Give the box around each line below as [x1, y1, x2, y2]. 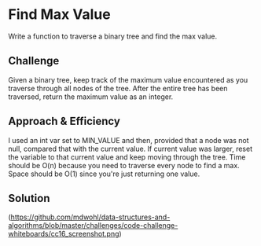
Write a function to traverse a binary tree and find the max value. [8, 31, 218, 41]
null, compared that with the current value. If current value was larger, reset [8, 144, 253, 153]
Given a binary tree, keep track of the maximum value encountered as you [8, 75, 248, 84]
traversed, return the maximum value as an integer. [8, 92, 174, 101]
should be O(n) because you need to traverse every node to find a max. [8, 160, 240, 170]
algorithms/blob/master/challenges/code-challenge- [8, 221, 178, 230]
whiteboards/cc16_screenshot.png [8, 229, 119, 239]
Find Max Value [8, 6, 112, 24]
